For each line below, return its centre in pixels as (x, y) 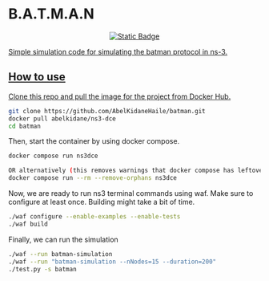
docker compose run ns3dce (53, 156)
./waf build (28, 224)
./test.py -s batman (43, 269)
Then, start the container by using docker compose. (94, 141)
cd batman (25, 126)
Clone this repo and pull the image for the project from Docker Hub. (120, 96)
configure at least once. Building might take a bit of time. (102, 202)
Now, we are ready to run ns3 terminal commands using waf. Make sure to (131, 193)
